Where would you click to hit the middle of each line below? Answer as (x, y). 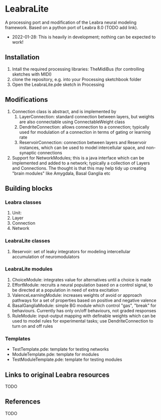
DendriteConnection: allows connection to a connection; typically (84, 127)
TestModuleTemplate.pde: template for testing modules (67, 359)
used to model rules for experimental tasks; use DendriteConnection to (83, 321)
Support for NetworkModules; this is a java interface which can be (78, 158)
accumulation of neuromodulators (46, 257)
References (23, 402)
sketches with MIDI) (32, 74)
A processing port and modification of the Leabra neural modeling (71, 22)
